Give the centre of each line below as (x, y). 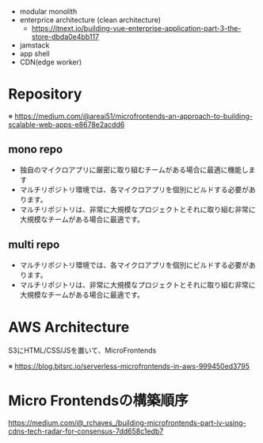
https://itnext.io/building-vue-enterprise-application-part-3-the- (136, 28)
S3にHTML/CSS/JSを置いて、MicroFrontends (82, 350)
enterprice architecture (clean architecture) (90, 20)
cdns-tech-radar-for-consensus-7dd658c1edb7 (86, 431)
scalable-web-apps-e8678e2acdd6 (67, 124)
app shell (34, 54)
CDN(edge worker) (51, 62)
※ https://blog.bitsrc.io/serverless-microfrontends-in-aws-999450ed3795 (129, 366)
